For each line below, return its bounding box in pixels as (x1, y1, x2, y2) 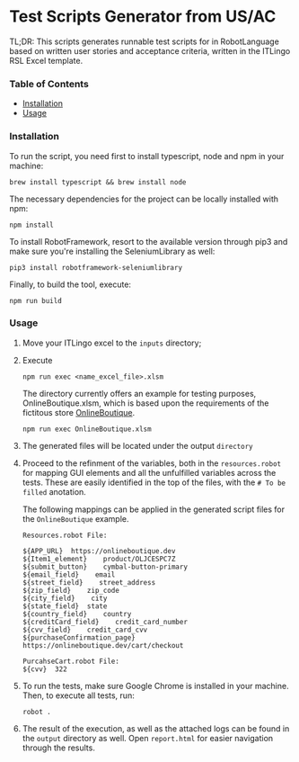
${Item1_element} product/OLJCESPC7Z (22, 554, 176, 563)
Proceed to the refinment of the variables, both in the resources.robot (22, 457, 281, 469)
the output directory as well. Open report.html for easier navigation (22, 732, 274, 743)
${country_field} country (22, 609, 132, 618)
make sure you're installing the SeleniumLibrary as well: (9, 246, 215, 256)
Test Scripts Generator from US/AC (9, 6, 277, 27)
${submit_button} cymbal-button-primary (22, 562, 189, 571)
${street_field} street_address (22, 578, 156, 587)
